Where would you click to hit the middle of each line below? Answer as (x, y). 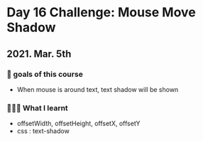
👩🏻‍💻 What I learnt (37, 108)
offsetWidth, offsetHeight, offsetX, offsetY (78, 124)
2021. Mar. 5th (39, 54)
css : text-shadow (43, 131)
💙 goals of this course (45, 74)
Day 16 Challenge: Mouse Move (101, 12)
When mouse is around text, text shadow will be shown (98, 89)
